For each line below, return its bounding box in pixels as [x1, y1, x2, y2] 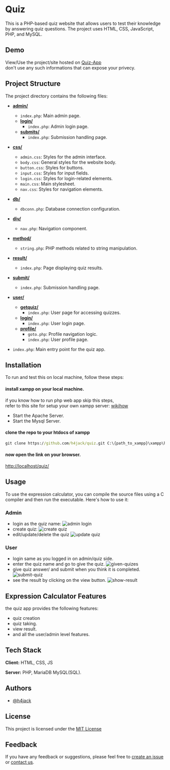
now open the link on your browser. [5, 451, 81, 458]
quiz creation [12, 615, 40, 621]
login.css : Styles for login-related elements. [20, 175, 113, 181]
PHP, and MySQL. [5, 31, 42, 37]
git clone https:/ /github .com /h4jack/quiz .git [5, 440, 105, 446]
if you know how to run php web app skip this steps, [5, 397, 114, 403]
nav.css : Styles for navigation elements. [20, 186, 104, 192]
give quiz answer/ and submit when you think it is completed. [12, 567, 141, 573]
